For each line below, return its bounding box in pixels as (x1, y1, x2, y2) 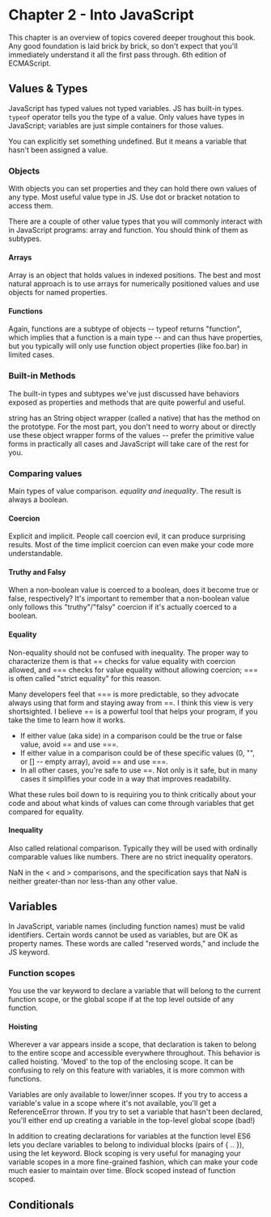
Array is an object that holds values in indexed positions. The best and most (8, 270, 261, 281)
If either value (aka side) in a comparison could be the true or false (19, 731, 243, 740)
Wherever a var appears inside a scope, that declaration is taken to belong (8, 1039, 257, 1049)
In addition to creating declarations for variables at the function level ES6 (8, 1131, 251, 1141)
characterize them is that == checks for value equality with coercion (8, 656, 236, 666)
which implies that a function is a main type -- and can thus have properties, (8, 332, 263, 342)
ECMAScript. (8, 58, 51, 68)
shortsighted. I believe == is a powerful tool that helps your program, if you (8, 706, 258, 716)
